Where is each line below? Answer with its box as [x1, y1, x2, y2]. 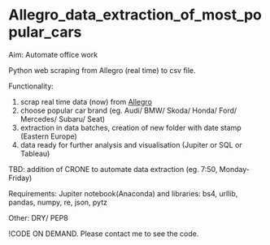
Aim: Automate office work [8, 49, 98, 59]
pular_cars [8, 23, 82, 41]
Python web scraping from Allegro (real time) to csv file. [8, 65, 197, 75]
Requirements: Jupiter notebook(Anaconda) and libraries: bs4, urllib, [8, 188, 238, 198]
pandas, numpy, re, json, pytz [8, 197, 108, 207]
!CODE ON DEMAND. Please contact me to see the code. [8, 229, 199, 239]
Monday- [219, 164, 250, 174]
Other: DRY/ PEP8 [8, 213, 69, 222]
